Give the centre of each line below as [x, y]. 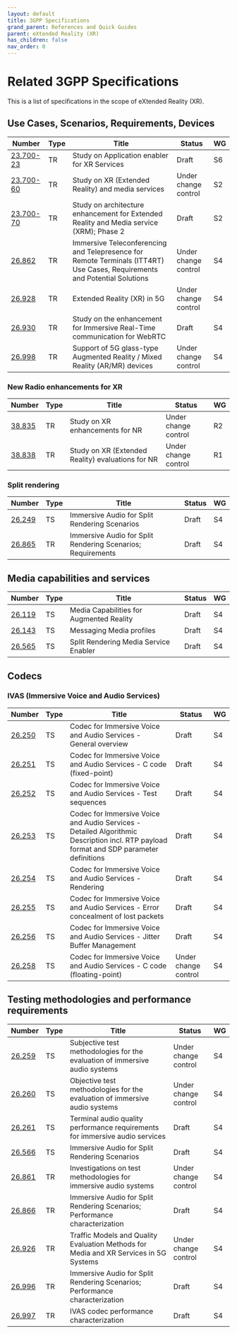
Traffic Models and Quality [114, 1235]
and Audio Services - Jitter [115, 936]
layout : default [31, 14]
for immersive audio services [117, 1136]
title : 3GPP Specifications [49, 21]
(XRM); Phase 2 [98, 231]
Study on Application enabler [121, 155]
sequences [88, 802]
